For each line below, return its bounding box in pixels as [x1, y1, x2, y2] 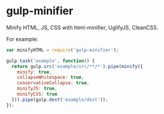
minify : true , [17, 69, 52, 75]
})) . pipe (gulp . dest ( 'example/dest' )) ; [11, 97, 109, 103]
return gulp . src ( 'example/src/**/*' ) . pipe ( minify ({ [11, 63, 144, 69]
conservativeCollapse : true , [17, 80, 90, 86]
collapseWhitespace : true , [17, 75, 84, 81]
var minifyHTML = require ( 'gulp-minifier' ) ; [6, 47, 119, 53]
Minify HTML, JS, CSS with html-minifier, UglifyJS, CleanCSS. [6, 24, 159, 31]
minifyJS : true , [17, 85, 58, 92]
